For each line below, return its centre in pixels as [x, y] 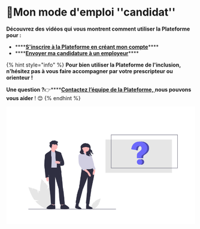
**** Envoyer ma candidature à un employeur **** [77, 53]
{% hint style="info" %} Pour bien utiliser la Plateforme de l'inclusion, [94, 65]
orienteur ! [19, 77]
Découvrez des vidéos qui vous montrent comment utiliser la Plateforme [98, 29]
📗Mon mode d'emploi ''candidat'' [91, 12]
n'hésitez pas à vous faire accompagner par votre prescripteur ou [90, 71]
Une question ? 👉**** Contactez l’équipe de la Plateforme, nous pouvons [99, 89]
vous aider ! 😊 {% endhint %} [43, 98]
